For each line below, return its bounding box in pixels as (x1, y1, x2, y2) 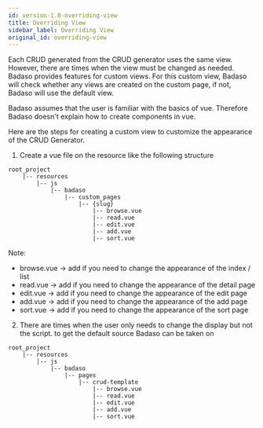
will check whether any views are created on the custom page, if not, (8, 80, 232, 90)
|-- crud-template (78, 379, 139, 386)
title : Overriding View (8, 19, 86, 27)
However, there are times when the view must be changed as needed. (8, 64, 235, 73)
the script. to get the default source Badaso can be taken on (19, 329, 214, 338)
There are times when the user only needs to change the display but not (19, 320, 253, 330)
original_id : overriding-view (8, 33, 108, 42)
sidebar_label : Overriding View (8, 26, 114, 34)
